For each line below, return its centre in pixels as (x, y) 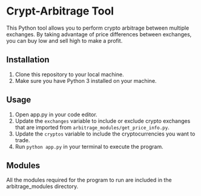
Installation (28, 60)
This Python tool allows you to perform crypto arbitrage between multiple (98, 28)
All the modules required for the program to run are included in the (89, 180)
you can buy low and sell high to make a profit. (64, 41)
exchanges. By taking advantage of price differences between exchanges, (99, 34)
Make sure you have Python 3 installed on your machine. (86, 80)
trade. (22, 140)
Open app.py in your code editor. (56, 114)
